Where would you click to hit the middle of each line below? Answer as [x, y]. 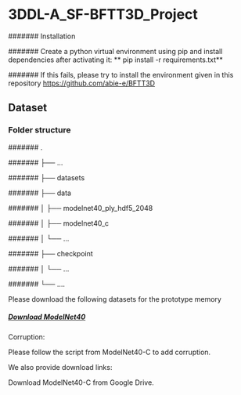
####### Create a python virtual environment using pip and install [115, 51]
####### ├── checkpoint [51, 253]
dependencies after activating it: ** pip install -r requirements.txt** [115, 60]
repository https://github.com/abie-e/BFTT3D [81, 83]
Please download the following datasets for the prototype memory [115, 299]
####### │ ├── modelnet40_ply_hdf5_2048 [81, 208]
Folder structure [40, 130]
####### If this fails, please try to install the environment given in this [121, 74]
